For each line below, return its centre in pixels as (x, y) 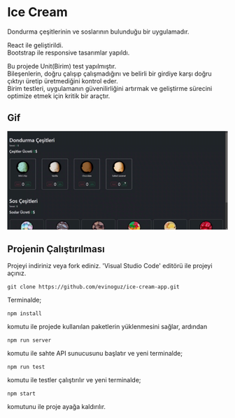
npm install (24, 314)
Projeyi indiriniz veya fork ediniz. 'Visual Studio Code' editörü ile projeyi (110, 266)
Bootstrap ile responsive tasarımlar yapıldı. (69, 53)
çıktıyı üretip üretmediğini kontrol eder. (63, 81)
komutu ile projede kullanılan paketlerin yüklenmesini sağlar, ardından (107, 327)
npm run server (29, 340)
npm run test (26, 367)
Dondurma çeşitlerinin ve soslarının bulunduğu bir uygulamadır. (98, 32)
